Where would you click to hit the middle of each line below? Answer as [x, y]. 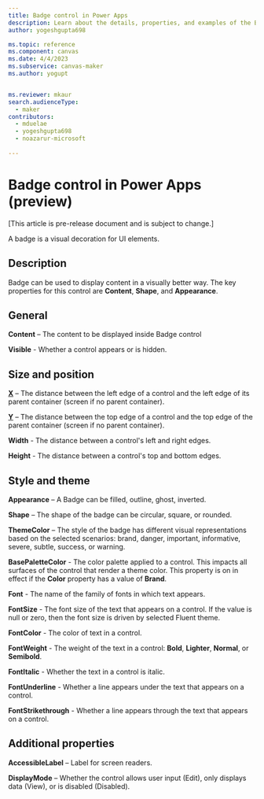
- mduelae [31, 124]
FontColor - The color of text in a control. [75, 633]
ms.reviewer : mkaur [40, 94]
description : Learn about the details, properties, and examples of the [130, 23]
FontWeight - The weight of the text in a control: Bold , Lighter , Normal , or [128, 648]
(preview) [40, 201]
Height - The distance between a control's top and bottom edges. [115, 456]
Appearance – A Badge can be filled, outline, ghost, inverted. [107, 499]
